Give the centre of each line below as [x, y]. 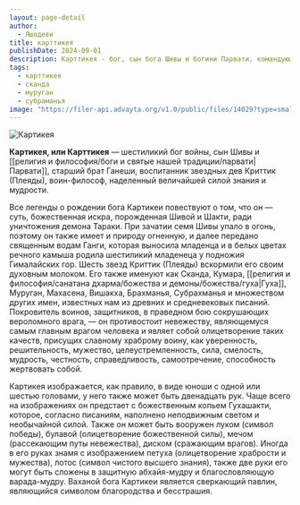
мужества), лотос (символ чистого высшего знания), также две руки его [149, 463]
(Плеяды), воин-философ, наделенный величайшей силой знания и [137, 181]
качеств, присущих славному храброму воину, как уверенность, [133, 340]
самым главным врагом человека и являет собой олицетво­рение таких [146, 331]
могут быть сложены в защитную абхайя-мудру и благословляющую [142, 472]
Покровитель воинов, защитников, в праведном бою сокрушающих [139, 312]
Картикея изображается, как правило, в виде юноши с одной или [135, 387]
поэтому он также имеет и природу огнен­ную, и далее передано [134, 236]
